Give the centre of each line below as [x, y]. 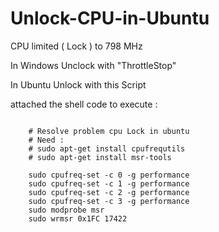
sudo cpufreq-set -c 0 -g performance [109, 175]
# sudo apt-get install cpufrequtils [107, 148]
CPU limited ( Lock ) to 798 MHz [76, 46]
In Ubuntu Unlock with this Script [78, 84]
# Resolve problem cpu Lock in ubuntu [109, 131]
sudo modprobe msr [66, 210]
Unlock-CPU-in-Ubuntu [110, 18]
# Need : [46, 140]
